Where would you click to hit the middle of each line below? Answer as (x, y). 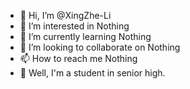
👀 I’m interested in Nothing (74, 26)
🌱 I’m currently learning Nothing (85, 36)
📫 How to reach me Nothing (78, 58)
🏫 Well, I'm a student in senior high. (92, 73)
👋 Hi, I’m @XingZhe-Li (65, 15)
